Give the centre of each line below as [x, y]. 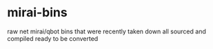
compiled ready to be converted [53, 38]
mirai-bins [37, 13]
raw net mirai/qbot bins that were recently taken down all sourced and [107, 31]
